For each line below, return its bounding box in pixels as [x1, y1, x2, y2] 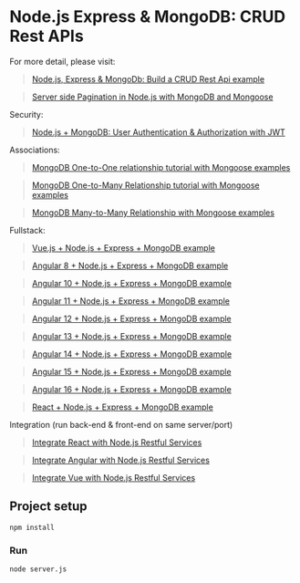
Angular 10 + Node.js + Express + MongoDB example [31, 277, 233, 288]
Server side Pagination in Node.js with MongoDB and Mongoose [31, 91, 274, 102]
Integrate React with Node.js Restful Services [31, 436, 202, 448]
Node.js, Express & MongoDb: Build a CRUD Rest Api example [31, 73, 265, 84]
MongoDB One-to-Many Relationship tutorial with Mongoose [31, 180, 260, 191]
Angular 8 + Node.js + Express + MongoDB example [31, 260, 229, 271]
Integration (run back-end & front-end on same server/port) [9, 419, 233, 430]
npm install [9, 523, 55, 532]
